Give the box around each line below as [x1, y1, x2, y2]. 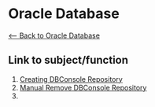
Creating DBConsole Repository [19, 74, 124, 83]
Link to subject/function [8, 53, 128, 67]
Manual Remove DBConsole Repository [19, 83, 147, 92]
